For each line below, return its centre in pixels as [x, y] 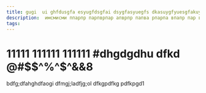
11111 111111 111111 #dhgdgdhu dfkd [93, 54]
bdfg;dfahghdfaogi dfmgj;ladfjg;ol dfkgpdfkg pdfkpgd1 [75, 84]
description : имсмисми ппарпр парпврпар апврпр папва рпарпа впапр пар [101, 18]
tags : [13, 23]
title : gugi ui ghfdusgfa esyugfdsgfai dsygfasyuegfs [78, 12]
